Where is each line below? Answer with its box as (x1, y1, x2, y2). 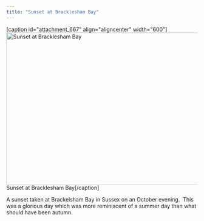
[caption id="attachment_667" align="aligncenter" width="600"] (6, 26, 168, 33)
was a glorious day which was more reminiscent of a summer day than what (6, 202, 197, 209)
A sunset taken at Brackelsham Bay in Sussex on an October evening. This (6, 195, 194, 203)
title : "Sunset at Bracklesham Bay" (6, 9, 99, 15)
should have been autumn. (6, 208, 73, 216)
